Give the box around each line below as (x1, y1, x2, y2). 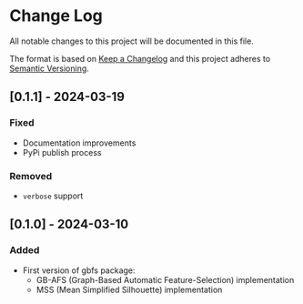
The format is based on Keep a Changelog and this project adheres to (9, 53, 271, 64)
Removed (9, 169, 53, 182)
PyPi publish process (22, 147, 102, 157)
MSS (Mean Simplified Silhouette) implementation (35, 284, 223, 295)
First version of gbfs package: (22, 265, 136, 276)
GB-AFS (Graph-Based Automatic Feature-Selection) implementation (35, 274, 295, 285)
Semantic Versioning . (9, 63, 89, 74)
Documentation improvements (22, 137, 136, 148)
